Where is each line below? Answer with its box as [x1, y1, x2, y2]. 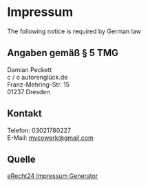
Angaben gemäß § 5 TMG [7, 47, 119, 59]
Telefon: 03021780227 [7, 126, 71, 134]
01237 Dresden [7, 87, 50, 96]
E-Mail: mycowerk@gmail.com [7, 133, 94, 142]
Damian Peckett [7, 65, 52, 73]
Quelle [7, 153, 36, 165]
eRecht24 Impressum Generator [7, 172, 98, 180]
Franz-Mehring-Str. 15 [7, 80, 70, 89]
